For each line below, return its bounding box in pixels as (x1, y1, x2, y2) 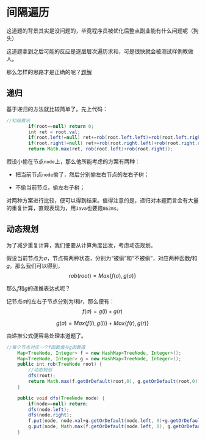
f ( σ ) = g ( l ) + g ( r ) (82, 307, 123, 315)
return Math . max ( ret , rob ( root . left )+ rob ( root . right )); (28, 146, 173, 152)
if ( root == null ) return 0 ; (28, 123, 95, 129)
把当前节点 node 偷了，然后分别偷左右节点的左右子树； (15, 171, 149, 178)
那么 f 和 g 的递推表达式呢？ (6, 284, 71, 292)
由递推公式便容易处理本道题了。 (6, 332, 87, 339)
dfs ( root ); (28, 372, 56, 379)
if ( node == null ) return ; (28, 401, 88, 407)
